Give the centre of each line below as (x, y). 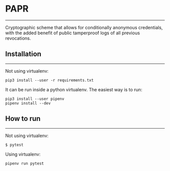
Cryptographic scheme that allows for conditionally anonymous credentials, (84, 27)
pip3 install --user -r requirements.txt (50, 80)
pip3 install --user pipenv (35, 99)
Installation (23, 54)
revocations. (18, 38)
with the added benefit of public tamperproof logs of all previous (73, 33)
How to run (23, 119)
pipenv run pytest (25, 163)
